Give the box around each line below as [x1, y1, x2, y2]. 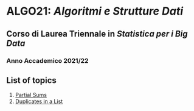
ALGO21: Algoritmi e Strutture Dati [6, 4, 184, 18]
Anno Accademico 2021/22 [6, 56, 89, 65]
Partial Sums [15, 91, 47, 99]
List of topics [6, 75, 57, 85]
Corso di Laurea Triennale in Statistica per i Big [6, 29, 188, 39]
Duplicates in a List [15, 98, 63, 105]
